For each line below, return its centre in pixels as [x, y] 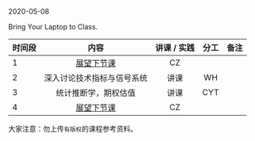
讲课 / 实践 [175, 48]
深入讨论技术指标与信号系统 [96, 78]
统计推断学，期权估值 [96, 93]
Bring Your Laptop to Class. [53, 27]
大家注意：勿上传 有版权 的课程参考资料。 [73, 129]
